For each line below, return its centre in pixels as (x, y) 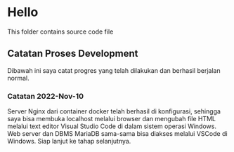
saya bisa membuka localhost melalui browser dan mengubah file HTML (112, 119)
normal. (18, 78)
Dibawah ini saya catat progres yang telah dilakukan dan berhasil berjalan (114, 70)
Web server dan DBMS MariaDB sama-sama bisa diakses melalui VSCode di (117, 134)
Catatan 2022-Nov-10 (46, 96)
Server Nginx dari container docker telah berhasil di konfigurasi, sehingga (114, 111)
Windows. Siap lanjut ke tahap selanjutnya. (69, 141)
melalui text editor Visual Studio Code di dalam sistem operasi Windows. (112, 126)
